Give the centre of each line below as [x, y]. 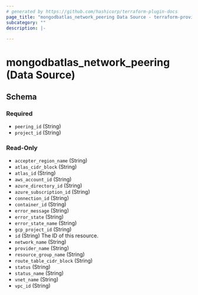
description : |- [26, 28]
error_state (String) [39, 217]
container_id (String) [40, 204]
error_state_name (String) [46, 223]
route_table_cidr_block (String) [54, 261]
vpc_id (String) [33, 286]
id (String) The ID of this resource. [57, 236]
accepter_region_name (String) [51, 161]
